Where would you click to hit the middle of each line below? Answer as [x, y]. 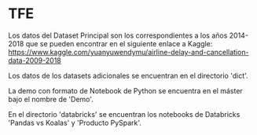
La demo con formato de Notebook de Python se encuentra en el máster [126, 90]
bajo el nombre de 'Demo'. [51, 99]
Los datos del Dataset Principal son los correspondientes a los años [118, 35]
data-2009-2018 [35, 60]
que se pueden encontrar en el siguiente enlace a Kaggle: [119, 43]
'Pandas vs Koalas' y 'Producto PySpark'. [75, 122]
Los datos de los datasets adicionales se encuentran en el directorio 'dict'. [128, 75]
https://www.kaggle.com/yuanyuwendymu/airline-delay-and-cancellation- [128, 52]
